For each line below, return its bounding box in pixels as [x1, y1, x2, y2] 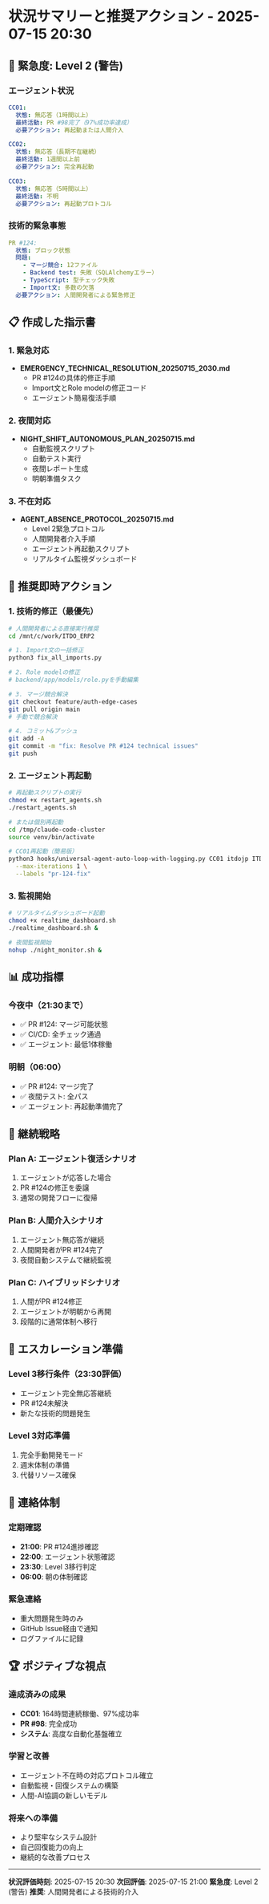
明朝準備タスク [31, 473, 82, 483]
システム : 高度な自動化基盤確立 [19, 1728, 122, 1738]
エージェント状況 [8, 85, 74, 96]
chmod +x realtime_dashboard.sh [8, 916, 116, 925]
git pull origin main [8, 705, 81, 713]
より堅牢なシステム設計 [19, 1833, 98, 1842]
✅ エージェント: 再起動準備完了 [19, 1101, 124, 1111]
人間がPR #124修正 [19, 1297, 82, 1306]
